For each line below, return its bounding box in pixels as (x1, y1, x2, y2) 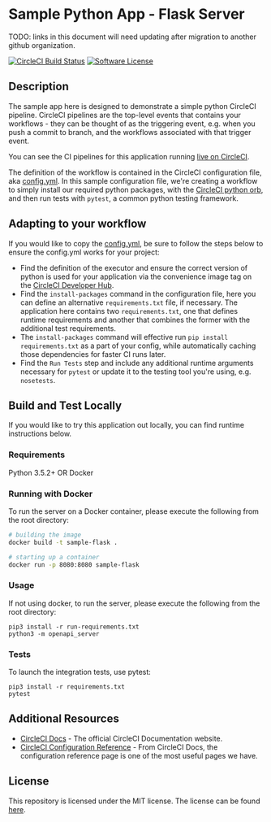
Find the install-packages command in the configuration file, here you (19, 289, 256, 298)
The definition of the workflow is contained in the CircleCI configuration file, (8, 167, 262, 177)
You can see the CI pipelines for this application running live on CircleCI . (8, 151, 250, 161)
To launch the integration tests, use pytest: (8, 668, 152, 677)
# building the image (8, 530, 82, 539)
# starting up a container (8, 553, 100, 561)
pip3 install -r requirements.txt (8, 683, 126, 691)
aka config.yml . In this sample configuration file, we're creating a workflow (8, 176, 258, 185)
